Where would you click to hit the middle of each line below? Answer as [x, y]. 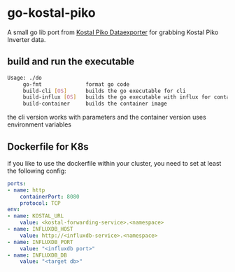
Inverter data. [27, 39]
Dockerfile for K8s [48, 146]
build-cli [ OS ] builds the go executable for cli [105, 91]
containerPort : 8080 [50, 196]
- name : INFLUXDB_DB [37, 255]
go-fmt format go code [76, 84]
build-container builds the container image [95, 104]
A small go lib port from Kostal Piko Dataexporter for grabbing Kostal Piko [113, 32]
